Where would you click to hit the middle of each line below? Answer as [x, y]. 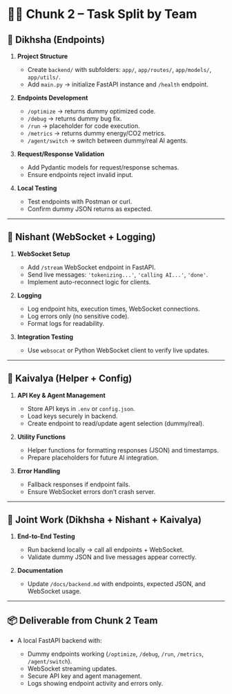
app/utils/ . [44, 77]
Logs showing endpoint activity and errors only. [95, 684]
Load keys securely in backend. [72, 416]
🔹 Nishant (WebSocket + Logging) [81, 237]
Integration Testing [45, 337]
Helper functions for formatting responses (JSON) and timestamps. [123, 450]
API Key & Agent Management [61, 395]
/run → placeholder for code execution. [84, 126]
